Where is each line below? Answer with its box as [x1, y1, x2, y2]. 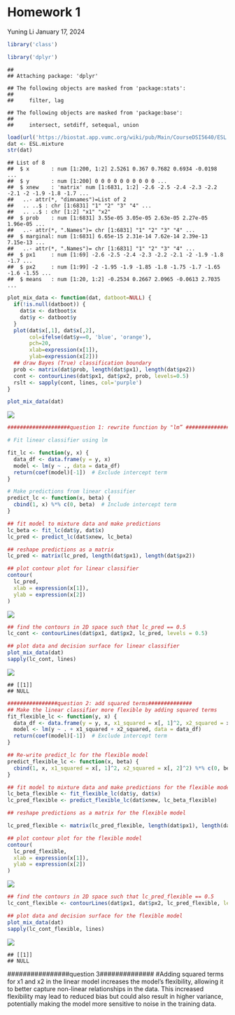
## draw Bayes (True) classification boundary [13, 360, 152, 367]
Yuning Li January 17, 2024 [7, 27, 85, 36]
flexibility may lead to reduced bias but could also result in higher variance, [7, 992, 224, 1000]
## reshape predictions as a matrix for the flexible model [7, 810, 187, 817]
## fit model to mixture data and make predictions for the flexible [7, 784, 215, 791]
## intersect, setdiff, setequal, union [7, 121, 139, 128]
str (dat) [7, 147, 33, 154]
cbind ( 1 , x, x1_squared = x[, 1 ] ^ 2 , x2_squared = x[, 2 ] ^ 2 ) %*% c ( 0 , [13, 765, 221, 772]
